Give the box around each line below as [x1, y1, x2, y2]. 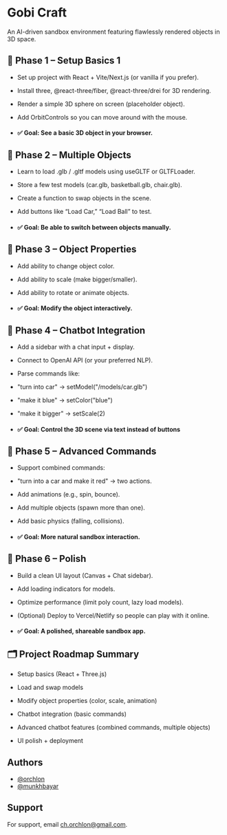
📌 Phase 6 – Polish [7, 553, 87, 565]
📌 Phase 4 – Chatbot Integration [7, 325, 146, 336]
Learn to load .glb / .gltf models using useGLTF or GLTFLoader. [17, 167, 196, 176]
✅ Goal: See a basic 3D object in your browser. [17, 129, 153, 137]
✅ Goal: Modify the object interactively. [17, 304, 133, 312]
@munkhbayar [17, 782, 59, 790]
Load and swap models [17, 683, 84, 692]
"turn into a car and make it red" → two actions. [17, 477, 153, 486]
